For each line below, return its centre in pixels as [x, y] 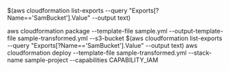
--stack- [200, 53]
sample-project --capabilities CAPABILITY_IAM [91, 60]
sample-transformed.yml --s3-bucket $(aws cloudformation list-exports [120, 38]
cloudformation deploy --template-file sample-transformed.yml [97, 53]
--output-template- [196, 31]
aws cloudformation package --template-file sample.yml [87, 31]
